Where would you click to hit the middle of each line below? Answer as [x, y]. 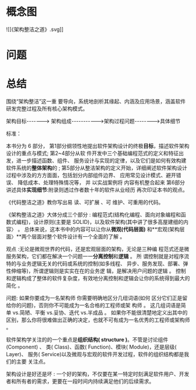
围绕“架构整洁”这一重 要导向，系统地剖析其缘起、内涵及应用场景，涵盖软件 [96, 101]
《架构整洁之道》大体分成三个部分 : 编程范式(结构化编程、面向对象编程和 [94, 215]
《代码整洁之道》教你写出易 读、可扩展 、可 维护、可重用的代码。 [85, 202]
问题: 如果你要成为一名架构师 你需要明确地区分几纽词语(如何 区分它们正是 [94, 298]
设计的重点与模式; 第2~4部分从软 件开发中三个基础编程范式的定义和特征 [92, 153]
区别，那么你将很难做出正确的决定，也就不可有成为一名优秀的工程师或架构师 [98, 320]
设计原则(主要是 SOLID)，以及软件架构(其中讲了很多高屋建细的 [108, 222]
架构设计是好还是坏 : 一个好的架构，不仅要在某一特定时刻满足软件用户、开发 [98, 374]
